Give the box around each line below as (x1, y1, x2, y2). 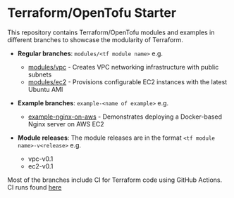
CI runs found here (7, 183, 62, 191)
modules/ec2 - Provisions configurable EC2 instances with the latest (27, 77, 228, 86)
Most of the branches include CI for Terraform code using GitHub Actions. (7, 176, 223, 184)
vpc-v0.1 (27, 154, 54, 163)
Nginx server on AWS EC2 (27, 119, 104, 128)
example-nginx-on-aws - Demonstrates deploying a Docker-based (27, 112, 222, 121)
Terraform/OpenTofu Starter (7, 5, 177, 21)
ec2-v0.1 (27, 161, 54, 170)
